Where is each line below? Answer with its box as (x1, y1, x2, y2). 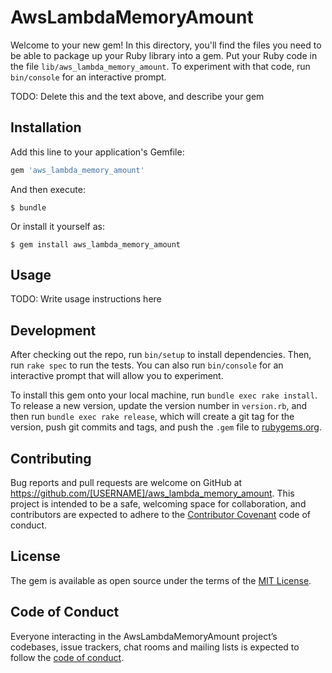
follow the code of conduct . (10, 651, 125, 663)
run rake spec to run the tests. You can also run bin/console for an (10, 359, 284, 371)
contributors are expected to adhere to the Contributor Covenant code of (10, 509, 312, 521)
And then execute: (10, 183, 86, 195)
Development (10, 322, 97, 339)
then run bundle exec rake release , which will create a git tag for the (10, 411, 295, 423)
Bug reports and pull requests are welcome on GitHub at (10, 477, 243, 489)
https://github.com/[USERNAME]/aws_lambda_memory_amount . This (10, 487, 295, 500)
